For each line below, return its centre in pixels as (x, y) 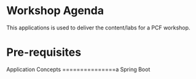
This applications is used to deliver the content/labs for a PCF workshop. (98, 28)
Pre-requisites (44, 52)
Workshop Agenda (55, 11)
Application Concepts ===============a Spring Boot (78, 69)
